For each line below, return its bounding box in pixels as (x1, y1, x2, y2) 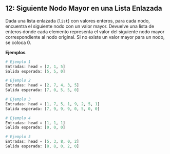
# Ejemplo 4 (5, 115, 31, 121)
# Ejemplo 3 (5, 97, 31, 102)
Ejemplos (5, 49, 26, 55)
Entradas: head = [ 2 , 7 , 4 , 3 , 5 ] (5, 83, 80, 88)
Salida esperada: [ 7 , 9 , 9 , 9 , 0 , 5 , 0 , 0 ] (5, 106, 100, 112)
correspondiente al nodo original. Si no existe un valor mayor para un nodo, (5, 34, 165, 40)
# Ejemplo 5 (5, 134, 31, 140)
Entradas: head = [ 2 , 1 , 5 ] (5, 64, 66, 69)
